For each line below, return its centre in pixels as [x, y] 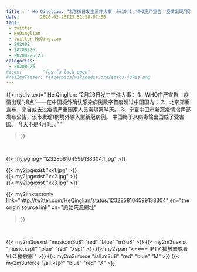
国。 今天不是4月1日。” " [35, 124]
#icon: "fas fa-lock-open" [48, 72]
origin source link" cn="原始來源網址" [51, 207]
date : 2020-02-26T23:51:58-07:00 [56, 17]
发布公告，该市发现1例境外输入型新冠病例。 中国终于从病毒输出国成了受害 [95, 117]
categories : [21, 61]
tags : [13, 22]
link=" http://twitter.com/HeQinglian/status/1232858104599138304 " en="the [98, 200]
